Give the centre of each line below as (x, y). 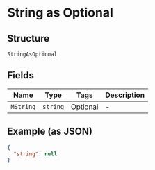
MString (23, 107)
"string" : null (35, 154)
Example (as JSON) (50, 131)
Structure (28, 39)
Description (125, 95)
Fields (21, 75)
